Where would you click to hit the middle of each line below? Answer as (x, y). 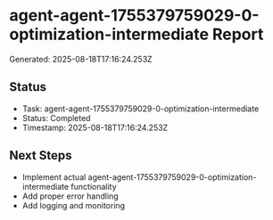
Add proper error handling (70, 196)
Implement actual (54, 177)
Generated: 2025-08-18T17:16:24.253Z (81, 59)
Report (238, 34)
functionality (94, 186)
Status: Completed (56, 118)
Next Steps (41, 155)
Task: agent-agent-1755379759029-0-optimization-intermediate (141, 109)
